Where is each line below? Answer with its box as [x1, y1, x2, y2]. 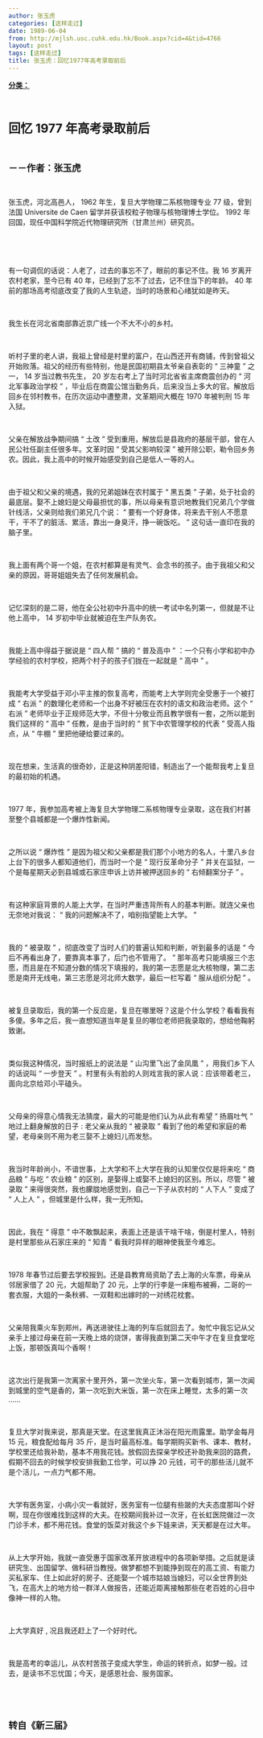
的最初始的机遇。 [8, 771, 65, 781]
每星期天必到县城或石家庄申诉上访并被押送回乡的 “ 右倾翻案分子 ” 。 [22, 867, 249, 876]
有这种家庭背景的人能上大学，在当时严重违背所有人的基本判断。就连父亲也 [8, 900, 255, 909]
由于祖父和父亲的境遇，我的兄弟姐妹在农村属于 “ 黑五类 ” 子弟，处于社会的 [8, 486, 256, 496]
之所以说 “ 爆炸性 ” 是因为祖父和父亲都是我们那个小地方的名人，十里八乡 [8, 846, 249, 856]
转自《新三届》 [8, 1719, 72, 1732]
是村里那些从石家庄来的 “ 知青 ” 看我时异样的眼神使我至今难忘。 [8, 1237, 220, 1247]
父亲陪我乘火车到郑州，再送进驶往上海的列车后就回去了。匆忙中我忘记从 [8, 1322, 248, 1332]
